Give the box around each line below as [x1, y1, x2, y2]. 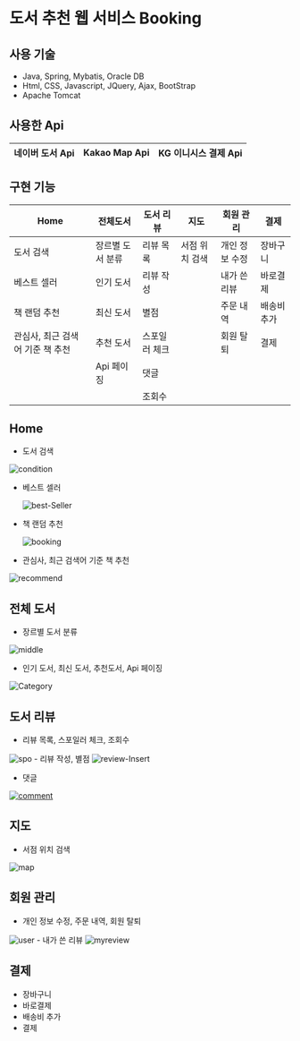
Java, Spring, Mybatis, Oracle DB [21, 71, 145, 81]
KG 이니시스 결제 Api [157, 147, 243, 159]
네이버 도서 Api [13, 147, 75, 159]
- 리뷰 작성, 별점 [34, 754, 90, 764]
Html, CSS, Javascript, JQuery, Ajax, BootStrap [21, 81, 196, 90]
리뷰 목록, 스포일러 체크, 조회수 [21, 735, 130, 746]
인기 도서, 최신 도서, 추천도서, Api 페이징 [21, 663, 163, 674]
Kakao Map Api [83, 146, 150, 158]
